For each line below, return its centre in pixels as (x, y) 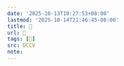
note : (15, 52)
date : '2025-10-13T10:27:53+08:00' (59, 13)
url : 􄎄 (17, 33)
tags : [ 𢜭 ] (21, 39)
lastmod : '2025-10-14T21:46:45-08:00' (63, 20)
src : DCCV (21, 45)
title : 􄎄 (20, 26)
